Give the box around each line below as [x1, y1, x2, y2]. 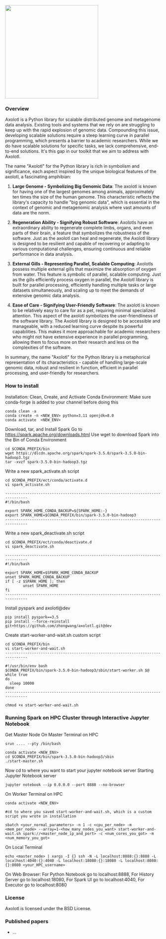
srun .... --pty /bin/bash [5, 741, 61, 746]
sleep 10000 [9, 681, 35, 686]
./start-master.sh [5, 758, 43, 763]
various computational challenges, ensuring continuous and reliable [12, 246, 151, 252]
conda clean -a [5, 409, 37, 414]
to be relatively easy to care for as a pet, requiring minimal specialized [12, 308, 156, 313]
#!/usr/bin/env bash [5, 663, 48, 668]
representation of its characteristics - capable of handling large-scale [5, 359, 147, 365]
